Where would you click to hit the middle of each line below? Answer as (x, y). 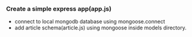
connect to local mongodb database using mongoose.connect (90, 22)
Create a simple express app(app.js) (59, 9)
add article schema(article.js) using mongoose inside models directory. (100, 28)
